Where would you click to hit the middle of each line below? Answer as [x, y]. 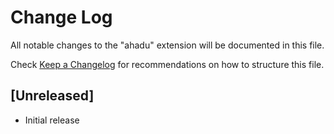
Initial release [52, 120]
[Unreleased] [52, 96]
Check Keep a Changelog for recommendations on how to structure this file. [167, 64]
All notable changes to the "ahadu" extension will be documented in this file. [167, 45]
